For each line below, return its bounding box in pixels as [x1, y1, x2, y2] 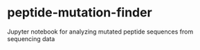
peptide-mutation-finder [7, 5, 152, 21]
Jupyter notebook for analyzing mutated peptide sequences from [7, 27, 194, 36]
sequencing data [7, 34, 55, 42]
